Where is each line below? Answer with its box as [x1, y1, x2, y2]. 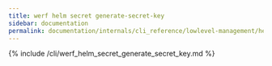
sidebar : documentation [8, 19, 89, 27]
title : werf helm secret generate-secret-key [8, 11, 164, 20]
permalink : [8, 27, 45, 35]
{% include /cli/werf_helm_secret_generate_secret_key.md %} [8, 49, 215, 59]
